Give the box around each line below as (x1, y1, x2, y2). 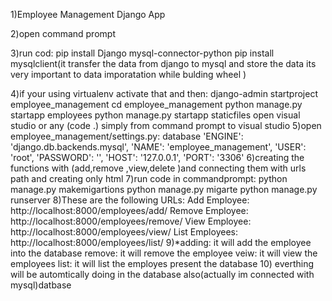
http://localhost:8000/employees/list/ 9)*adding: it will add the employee (10, 237, 312, 248)
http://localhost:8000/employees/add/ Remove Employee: (10, 205, 249, 216)
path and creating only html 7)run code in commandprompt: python (10, 173, 288, 184)
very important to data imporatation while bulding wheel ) (10, 69, 247, 80)
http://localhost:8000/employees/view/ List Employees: (10, 226, 238, 238)
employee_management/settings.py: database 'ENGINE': (10, 130, 244, 142)
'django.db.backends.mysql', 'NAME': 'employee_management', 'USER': (10, 141, 307, 153)
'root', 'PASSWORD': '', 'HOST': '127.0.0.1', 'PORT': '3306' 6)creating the (10, 152, 305, 163)
